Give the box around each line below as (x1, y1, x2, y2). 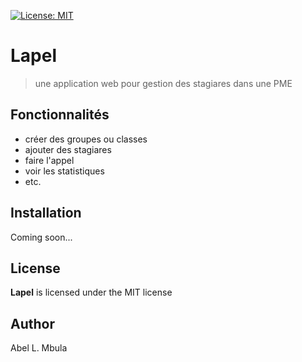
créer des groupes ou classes (24, 133, 148, 145)
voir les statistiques (24, 165, 105, 177)
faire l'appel (24, 154, 75, 166)
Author (10, 315, 55, 332)
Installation (10, 205, 82, 222)
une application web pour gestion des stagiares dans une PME (34, 77, 293, 89)
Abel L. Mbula (10, 342, 68, 354)
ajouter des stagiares (24, 143, 112, 155)
